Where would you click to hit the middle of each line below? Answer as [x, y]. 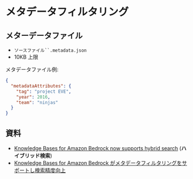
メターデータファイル [44, 36]
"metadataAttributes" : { [41, 86]
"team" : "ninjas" [37, 102]
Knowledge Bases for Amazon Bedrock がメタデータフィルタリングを [98, 163]
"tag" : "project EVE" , [44, 92]
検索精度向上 [50, 170]
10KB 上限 [26, 57]
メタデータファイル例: [32, 69]
